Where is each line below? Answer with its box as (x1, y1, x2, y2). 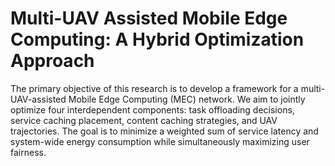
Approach (10, 50, 95, 72)
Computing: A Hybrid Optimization (10, 28, 305, 51)
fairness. (10, 146, 47, 158)
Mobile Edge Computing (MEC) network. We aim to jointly (68, 93, 306, 105)
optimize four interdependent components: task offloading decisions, (10, 103, 295, 116)
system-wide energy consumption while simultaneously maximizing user (10, 135, 310, 147)
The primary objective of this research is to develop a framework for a (10, 82, 299, 94)
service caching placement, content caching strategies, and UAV (10, 114, 278, 126)
